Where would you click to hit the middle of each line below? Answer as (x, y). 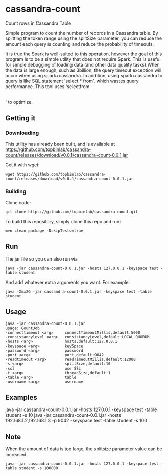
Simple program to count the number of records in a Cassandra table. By (82, 33)
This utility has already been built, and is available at (60, 144)
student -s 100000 (38, 468)
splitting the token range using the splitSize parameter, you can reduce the (84, 38)
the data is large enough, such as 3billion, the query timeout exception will (83, 70)
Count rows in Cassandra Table (38, 23)
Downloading (22, 133)
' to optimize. (19, 102)
